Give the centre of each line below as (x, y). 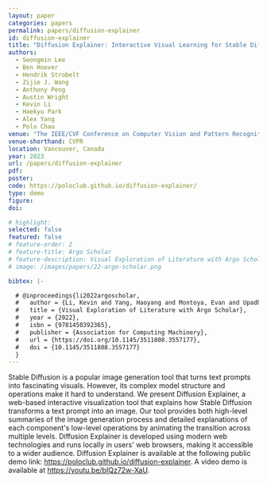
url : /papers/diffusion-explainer (66, 164)
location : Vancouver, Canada (56, 149)
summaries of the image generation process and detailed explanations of (128, 419)
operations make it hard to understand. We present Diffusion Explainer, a (127, 394)
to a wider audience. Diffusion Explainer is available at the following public (130, 454)
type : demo (26, 193)
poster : (21, 179)
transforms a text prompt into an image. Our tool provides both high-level (128, 411)
